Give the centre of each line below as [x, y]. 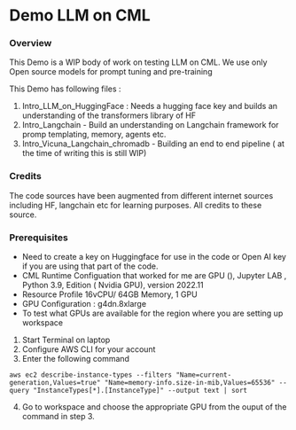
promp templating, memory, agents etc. [94, 135]
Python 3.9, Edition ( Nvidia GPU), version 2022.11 [113, 285]
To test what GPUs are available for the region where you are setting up [152, 313]
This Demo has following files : [65, 89]
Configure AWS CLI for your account [89, 349]
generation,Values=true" [55, 383]
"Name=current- [204, 375]
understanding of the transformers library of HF [109, 115]
